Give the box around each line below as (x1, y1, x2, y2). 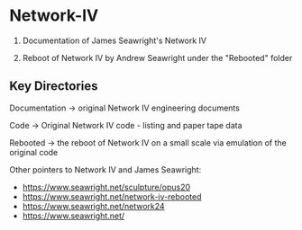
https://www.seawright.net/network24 (22, 200, 165, 211)
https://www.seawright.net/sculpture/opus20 (22, 181, 191, 192)
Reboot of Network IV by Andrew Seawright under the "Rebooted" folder (22, 52, 293, 63)
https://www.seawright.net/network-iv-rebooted (22, 190, 202, 202)
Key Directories (9, 78, 98, 94)
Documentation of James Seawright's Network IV (22, 35, 207, 46)
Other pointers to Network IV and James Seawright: (9, 164, 202, 175)
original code (9, 146, 59, 157)
